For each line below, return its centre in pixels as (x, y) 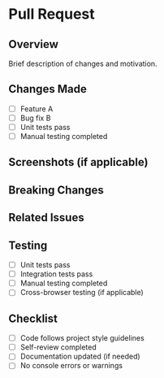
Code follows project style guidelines (82, 338)
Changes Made (47, 89)
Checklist (33, 318)
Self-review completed (58, 347)
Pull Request (52, 14)
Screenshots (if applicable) (78, 162)
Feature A (37, 109)
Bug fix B (35, 118)
